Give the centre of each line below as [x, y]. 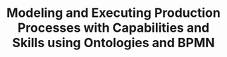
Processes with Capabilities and [114, 28]
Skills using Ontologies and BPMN [114, 43]
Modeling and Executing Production [114, 13]
